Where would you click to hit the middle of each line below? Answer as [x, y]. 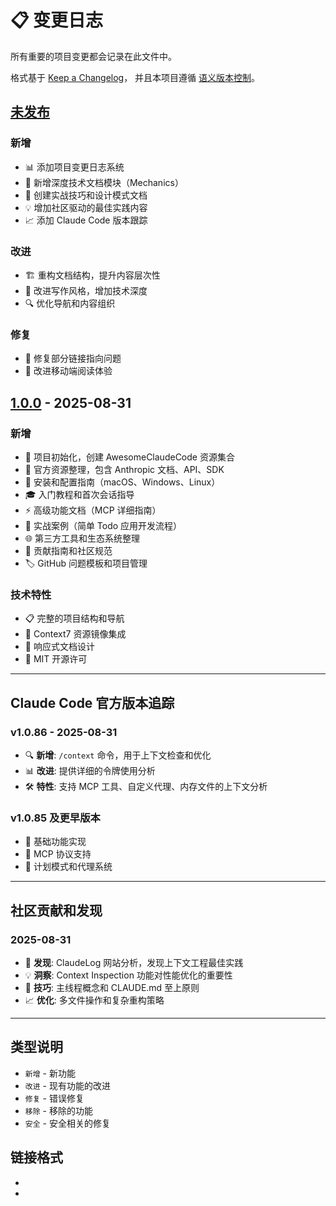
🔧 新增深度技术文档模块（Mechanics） [104, 182]
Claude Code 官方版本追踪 [92, 702]
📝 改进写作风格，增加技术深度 [86, 290]
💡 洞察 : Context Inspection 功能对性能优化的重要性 [128, 975]
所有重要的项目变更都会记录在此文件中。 [93, 56]
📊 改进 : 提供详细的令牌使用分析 [90, 770]
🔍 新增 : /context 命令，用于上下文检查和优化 [118, 755]
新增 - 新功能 [50, 1073]
